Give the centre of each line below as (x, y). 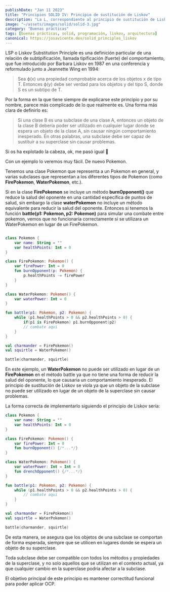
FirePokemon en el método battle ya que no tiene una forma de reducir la (82, 375)
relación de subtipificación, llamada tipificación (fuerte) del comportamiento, (85, 58)
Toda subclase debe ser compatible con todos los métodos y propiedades (83, 557)
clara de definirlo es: (27, 110)
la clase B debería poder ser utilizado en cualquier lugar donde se (86, 126)
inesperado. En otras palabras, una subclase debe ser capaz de (84, 136)
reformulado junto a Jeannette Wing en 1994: (52, 69)
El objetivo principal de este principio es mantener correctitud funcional (80, 578)
